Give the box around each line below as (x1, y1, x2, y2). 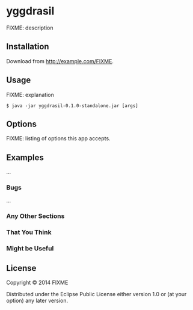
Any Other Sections (6, 212, 65, 220)
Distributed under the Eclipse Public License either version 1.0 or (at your (6, 291, 187, 298)
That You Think (6, 228, 52, 237)
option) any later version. (6, 297, 68, 305)
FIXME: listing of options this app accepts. (6, 135, 111, 142)
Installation (6, 42, 49, 52)
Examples (6, 152, 44, 163)
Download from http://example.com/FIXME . (6, 57, 114, 64)
